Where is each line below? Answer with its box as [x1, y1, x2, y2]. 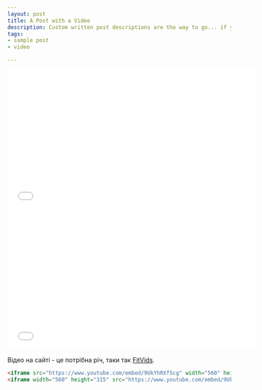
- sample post [7, 37, 50, 44]
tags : [7, 30, 23, 38]
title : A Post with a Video [7, 17, 91, 24]
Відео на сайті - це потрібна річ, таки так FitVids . [7, 356, 155, 364]
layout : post [7, 10, 46, 18]
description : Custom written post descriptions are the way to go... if [7, 23, 227, 31]
